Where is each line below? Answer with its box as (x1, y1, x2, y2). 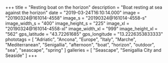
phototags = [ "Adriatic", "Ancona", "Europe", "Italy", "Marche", (5, 36, 136, 42)
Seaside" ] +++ (5, 52, 37, 58)
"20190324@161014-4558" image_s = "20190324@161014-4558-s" (5, 15, 147, 21)
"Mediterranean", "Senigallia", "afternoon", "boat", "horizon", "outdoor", (5, 42, 155, 47)
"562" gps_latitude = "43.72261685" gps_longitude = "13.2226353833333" (5, 31, 163, 37)
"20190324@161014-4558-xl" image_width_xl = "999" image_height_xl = (5, 26, 158, 32)
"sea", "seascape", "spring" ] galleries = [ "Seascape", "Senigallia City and (5, 47, 161, 53)
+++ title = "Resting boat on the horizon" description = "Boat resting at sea (5, 5, 162, 10)
